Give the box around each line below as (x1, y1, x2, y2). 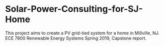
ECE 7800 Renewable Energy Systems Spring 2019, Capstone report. (5, 35, 147, 41)
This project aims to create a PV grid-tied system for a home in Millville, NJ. (5, 30, 160, 36)
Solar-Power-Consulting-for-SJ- (5, 3, 143, 15)
